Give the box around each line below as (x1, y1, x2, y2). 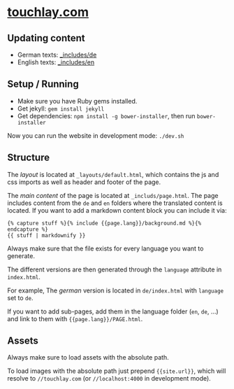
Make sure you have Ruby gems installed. (17, 97, 138, 105)
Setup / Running (7, 78, 79, 90)
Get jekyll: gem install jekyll (17, 104, 105, 113)
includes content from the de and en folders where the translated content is (7, 199, 223, 207)
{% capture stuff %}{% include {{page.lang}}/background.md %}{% (7, 220, 201, 227)
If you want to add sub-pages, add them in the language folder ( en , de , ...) (7, 307, 219, 316)
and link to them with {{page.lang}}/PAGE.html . (7, 314, 143, 323)
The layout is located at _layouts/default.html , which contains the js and (7, 170, 219, 178)
